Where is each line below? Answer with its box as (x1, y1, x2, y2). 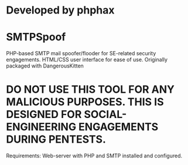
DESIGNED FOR (6, 108, 82, 121)
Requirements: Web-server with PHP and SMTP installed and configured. (6, 152, 183, 159)
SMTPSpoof (6, 31, 66, 44)
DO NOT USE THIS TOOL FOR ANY (6, 83, 175, 96)
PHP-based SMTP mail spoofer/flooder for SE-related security (6, 50, 156, 57)
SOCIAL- (84, 108, 127, 121)
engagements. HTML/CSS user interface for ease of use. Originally (6, 56, 168, 63)
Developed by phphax (6, 4, 115, 17)
